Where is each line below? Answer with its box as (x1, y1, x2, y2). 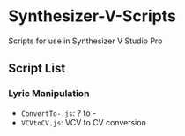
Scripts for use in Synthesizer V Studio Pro (8, 35, 163, 46)
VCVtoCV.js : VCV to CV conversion (20, 117, 146, 127)
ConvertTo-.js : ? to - (20, 108, 97, 118)
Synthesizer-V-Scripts (8, 6, 177, 26)
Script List (8, 61, 66, 76)
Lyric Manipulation (8, 87, 90, 100)
